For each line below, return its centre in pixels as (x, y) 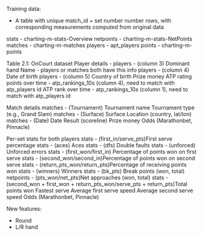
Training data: (24, 9)
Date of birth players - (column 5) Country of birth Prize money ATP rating (99, 76)
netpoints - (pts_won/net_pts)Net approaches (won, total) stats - (87, 178)
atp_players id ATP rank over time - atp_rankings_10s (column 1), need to (97, 89)
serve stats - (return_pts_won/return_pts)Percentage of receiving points (97, 165)
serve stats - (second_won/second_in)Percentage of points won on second (101, 158)
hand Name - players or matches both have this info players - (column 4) (98, 70)
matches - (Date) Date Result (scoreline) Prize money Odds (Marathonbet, (99, 120)
